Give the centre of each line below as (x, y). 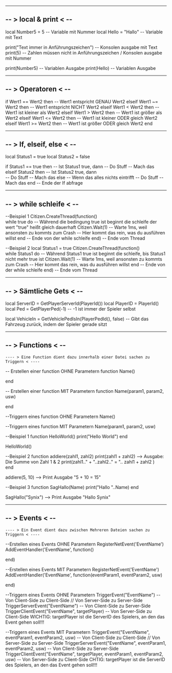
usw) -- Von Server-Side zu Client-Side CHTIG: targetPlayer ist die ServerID (85, 659)
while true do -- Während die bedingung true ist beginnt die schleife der (81, 222)
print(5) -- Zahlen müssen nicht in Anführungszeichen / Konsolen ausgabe (84, 52)
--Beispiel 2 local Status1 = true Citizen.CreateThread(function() (72, 248)
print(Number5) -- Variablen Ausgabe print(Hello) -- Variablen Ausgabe (81, 68)
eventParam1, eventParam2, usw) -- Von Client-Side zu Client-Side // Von (83, 638)
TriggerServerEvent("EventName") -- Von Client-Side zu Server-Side (78, 606)
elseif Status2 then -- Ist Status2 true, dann (51, 172)
